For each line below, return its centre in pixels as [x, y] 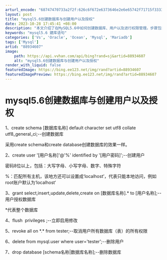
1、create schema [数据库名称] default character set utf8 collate [71, 128]
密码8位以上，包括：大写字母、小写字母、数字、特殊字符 [63, 166]
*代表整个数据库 [22, 210]
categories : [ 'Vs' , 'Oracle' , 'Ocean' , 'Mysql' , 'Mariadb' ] [69, 38]
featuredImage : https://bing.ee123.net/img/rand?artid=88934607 [73, 70]
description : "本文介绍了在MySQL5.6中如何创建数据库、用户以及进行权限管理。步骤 [82, 28]
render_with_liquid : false [33, 65]
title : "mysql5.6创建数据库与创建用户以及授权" [50, 19]
